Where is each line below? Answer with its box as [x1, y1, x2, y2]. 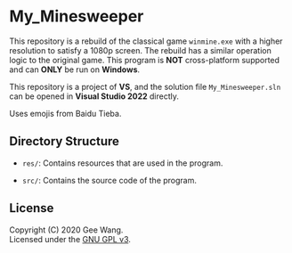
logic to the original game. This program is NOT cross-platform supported [9, 54, 280, 65]
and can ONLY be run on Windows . [9, 64, 141, 75]
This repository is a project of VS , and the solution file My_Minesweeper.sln [9, 81, 281, 92]
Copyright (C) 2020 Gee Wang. [9, 224, 124, 235]
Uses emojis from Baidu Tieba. [9, 108, 122, 118]
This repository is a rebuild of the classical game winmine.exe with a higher [9, 36, 283, 46]
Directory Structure [9, 134, 120, 149]
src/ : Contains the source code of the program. [21, 175, 198, 185]
